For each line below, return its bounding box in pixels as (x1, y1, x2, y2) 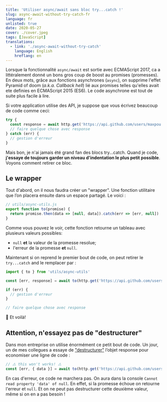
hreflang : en (14, 53, 42, 58)
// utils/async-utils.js (5, 202, 57, 207)
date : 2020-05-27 (5, 26, 42, 31)
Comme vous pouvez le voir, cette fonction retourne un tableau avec (5, 224, 146, 230)
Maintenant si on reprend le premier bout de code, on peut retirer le (5, 254, 143, 260)
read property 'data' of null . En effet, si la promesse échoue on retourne (5, 380, 160, 386)
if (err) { (5, 287, 28, 292)
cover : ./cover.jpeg (5, 30, 49, 35)
